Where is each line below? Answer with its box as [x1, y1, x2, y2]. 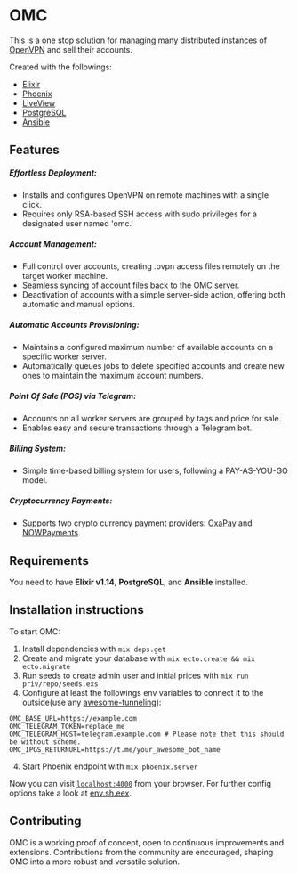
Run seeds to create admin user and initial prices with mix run [21, 670, 249, 681]
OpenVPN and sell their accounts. [9, 44, 133, 54]
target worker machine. [21, 271, 108, 282]
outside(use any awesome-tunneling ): [21, 697, 162, 707]
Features [9, 143, 60, 158]
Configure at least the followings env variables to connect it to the [21, 687, 264, 698]
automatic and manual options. [21, 299, 136, 310]
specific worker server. [21, 351, 107, 362]
